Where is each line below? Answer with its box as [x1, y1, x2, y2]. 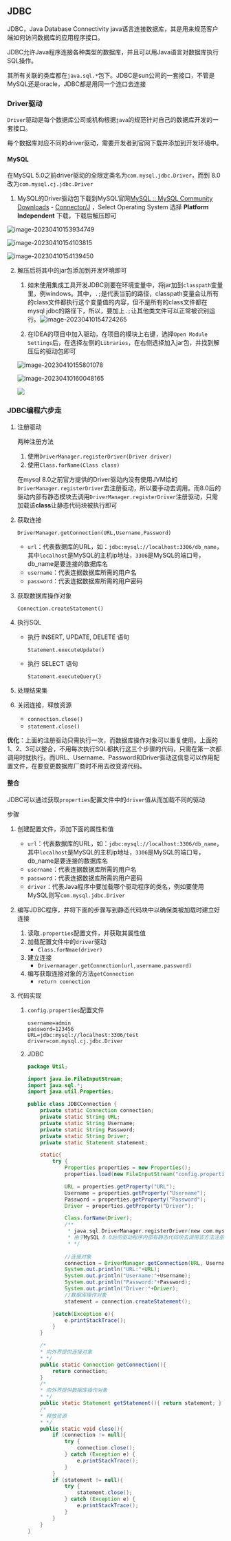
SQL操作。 [7, 56, 38, 65]
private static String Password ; [40, 1126, 136, 1133]
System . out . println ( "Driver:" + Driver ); [64, 1286, 179, 1292]
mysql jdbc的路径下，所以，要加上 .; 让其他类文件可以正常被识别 [27, 306, 210, 315]
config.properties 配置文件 [27, 1005, 104, 1014]
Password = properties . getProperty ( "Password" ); [64, 1196, 206, 1203]
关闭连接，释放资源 [16, 700, 72, 709]
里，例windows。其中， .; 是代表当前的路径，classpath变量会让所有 [27, 289, 219, 298]
